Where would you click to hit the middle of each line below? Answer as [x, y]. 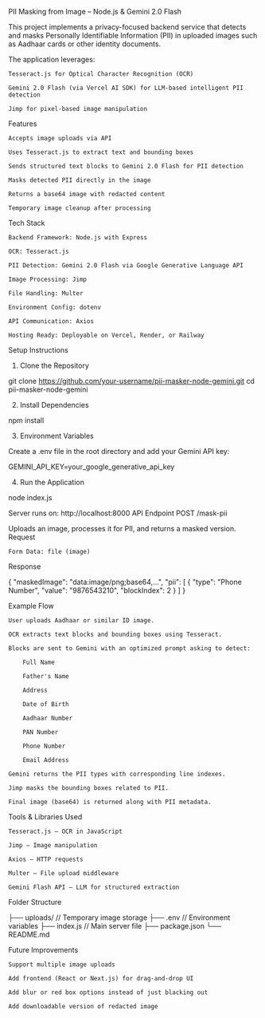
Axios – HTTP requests [46, 859]
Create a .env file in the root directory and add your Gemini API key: [119, 451]
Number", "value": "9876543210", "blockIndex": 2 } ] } [97, 590]
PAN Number [41, 732]
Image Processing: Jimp [48, 279]
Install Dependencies [54, 405]
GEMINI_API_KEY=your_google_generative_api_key [92, 467]
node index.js [30, 497]
